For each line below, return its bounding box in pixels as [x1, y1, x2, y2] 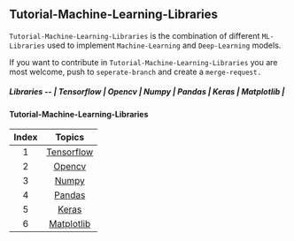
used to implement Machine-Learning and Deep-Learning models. [47, 40, 282, 50]
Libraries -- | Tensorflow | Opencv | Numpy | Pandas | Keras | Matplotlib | [9, 87, 285, 97]
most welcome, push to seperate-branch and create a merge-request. [9, 66, 262, 77]
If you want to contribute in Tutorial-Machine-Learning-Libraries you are [9, 56, 278, 67]
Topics [55, 132, 85, 144]
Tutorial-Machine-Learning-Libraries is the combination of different [9, 30, 260, 41]
